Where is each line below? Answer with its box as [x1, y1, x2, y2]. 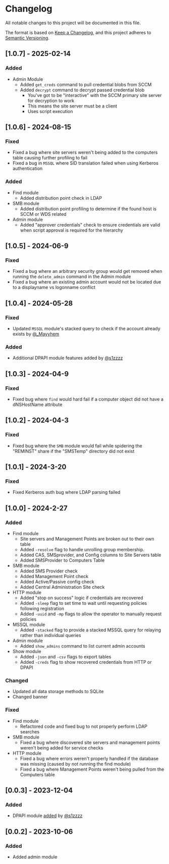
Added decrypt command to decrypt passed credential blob [20, 87, 145, 93]
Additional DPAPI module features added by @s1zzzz [12, 355, 123, 361]
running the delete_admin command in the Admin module [12, 273, 131, 280]
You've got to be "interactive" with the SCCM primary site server [27, 92, 162, 98]
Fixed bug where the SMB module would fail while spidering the [12, 442, 142, 449]
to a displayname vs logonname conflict [12, 284, 96, 291]
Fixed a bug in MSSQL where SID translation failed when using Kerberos [12, 160, 159, 166]
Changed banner [12, 694, 48, 700]
